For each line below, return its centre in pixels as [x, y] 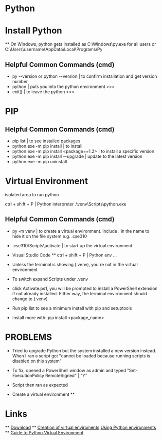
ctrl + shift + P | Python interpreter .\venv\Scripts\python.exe [66, 204]
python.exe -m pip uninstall [39, 161]
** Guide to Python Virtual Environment [44, 432]
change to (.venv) [30, 299]
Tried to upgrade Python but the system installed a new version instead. [84, 351]
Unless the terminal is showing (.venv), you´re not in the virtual [75, 264]
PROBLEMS [28, 337]
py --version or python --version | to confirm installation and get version [84, 76]
